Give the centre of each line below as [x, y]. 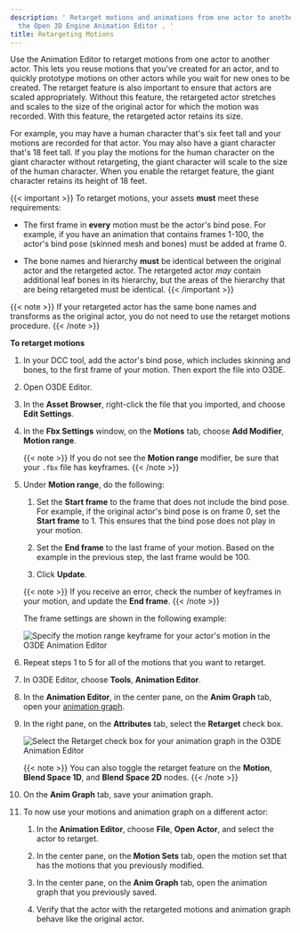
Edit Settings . [49, 414]
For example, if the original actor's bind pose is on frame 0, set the [158, 512]
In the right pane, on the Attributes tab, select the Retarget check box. [153, 724]
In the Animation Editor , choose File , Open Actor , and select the [155, 830]
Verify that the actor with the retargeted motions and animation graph [163, 910]
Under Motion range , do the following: [93, 485]
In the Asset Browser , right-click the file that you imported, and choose [154, 405]
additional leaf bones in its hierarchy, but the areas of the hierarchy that [154, 280]
